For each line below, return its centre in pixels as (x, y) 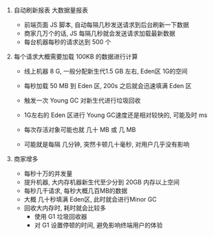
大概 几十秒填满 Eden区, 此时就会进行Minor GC (90, 199)
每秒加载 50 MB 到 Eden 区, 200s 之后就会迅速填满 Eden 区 (108, 86)
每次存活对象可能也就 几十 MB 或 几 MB (80, 130)
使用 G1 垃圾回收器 (61, 216)
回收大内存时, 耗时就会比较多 (65, 208)
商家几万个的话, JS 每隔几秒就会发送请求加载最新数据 (99, 33)
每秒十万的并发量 (48, 173)
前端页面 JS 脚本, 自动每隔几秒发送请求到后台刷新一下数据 (106, 25)
